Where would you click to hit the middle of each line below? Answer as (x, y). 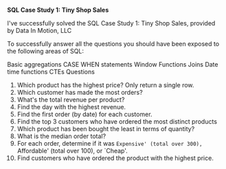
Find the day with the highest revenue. (71, 107)
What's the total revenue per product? (71, 100)
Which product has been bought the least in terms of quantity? (106, 129)
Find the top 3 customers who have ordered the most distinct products (117, 122)
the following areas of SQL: (46, 51)
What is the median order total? (61, 136)
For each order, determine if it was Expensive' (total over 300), (110, 143)
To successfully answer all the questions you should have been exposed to (113, 44)
